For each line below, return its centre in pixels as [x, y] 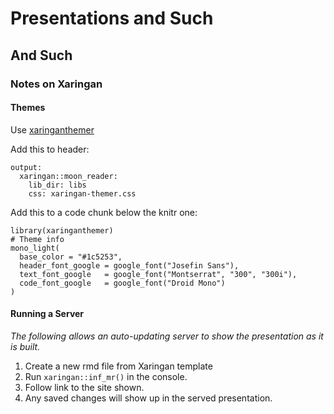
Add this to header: [50, 149]
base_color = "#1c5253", [71, 257]
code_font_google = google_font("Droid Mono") [122, 283]
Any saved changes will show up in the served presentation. [148, 398]
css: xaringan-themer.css [82, 193]
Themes [28, 108]
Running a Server [47, 314]
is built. [25, 346]
